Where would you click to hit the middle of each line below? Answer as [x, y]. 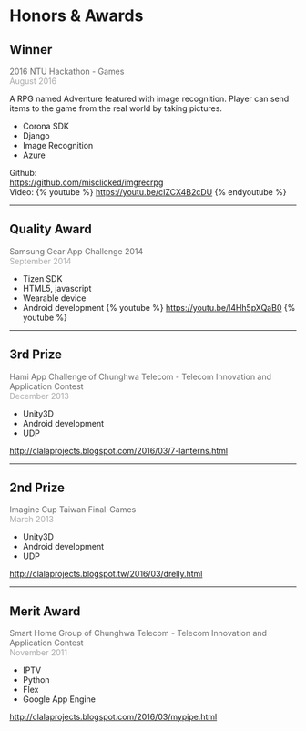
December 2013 [40, 396]
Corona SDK [46, 126]
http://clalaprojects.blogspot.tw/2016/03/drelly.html [106, 574]
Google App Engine [59, 699]
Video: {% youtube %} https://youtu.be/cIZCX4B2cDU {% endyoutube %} [148, 192]
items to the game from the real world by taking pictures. [116, 108]
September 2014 [41, 261]
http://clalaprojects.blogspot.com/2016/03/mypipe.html [113, 717]
